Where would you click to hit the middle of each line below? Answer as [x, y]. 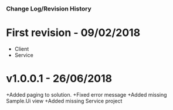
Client [22, 49]
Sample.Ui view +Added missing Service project [64, 101]
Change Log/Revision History [49, 9]
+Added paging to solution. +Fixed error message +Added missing [86, 94]
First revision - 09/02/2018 [73, 33]
